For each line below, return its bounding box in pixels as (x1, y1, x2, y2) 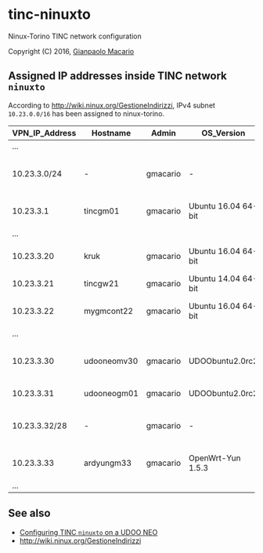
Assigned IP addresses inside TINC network (8, 69, 227, 83)
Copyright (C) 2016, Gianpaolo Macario (8, 46, 135, 56)
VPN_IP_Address (12, 127, 77, 138)
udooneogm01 (83, 387, 139, 398)
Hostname (91, 127, 131, 138)
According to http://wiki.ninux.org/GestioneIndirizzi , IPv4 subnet (8, 100, 215, 110)
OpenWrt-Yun (188, 453, 241, 464)
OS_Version (201, 127, 246, 138)
